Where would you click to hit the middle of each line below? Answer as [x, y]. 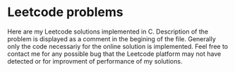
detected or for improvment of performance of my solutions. [95, 61]
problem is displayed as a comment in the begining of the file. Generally [112, 38]
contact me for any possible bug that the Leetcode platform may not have [114, 54]
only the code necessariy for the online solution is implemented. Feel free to [117, 46]
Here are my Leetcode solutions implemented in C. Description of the [108, 31]
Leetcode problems [65, 12]
